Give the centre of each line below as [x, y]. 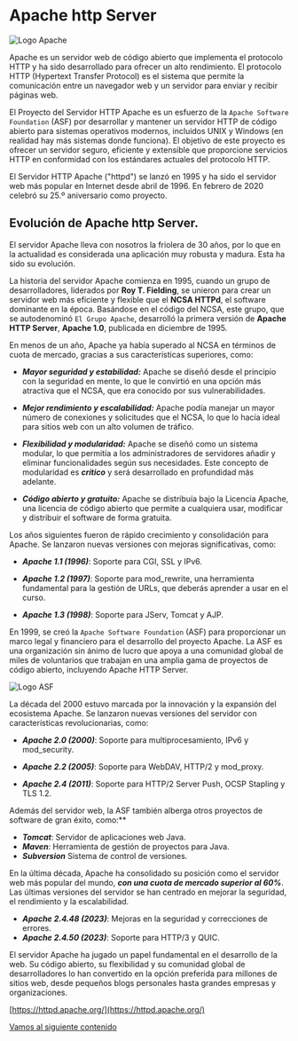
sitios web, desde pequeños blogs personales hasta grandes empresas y [143, 982]
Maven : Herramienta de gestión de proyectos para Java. [125, 846]
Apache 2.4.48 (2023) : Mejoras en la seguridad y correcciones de [145, 919]
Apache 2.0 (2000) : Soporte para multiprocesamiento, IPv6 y [135, 740]
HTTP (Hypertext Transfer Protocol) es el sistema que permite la [127, 75]
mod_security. [48, 749]
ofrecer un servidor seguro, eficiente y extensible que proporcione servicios [149, 150]
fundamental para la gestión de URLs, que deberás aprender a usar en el [155, 588]
